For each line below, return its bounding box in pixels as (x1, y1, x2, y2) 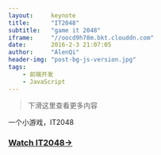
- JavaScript (22, 77, 66, 85)
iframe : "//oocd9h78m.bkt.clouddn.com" (8, 33, 155, 42)
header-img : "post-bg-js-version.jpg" (8, 56, 136, 64)
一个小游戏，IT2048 (8, 117, 74, 127)
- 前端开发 (22, 70, 54, 78)
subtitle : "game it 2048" (8, 26, 102, 34)
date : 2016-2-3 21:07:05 (8, 41, 112, 49)
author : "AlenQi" (8, 48, 80, 56)
